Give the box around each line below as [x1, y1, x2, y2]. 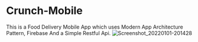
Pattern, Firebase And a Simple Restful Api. [6, 29, 111, 36]
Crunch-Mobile [6, 4, 83, 17]
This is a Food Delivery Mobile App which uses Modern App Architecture [6, 23, 183, 30]
